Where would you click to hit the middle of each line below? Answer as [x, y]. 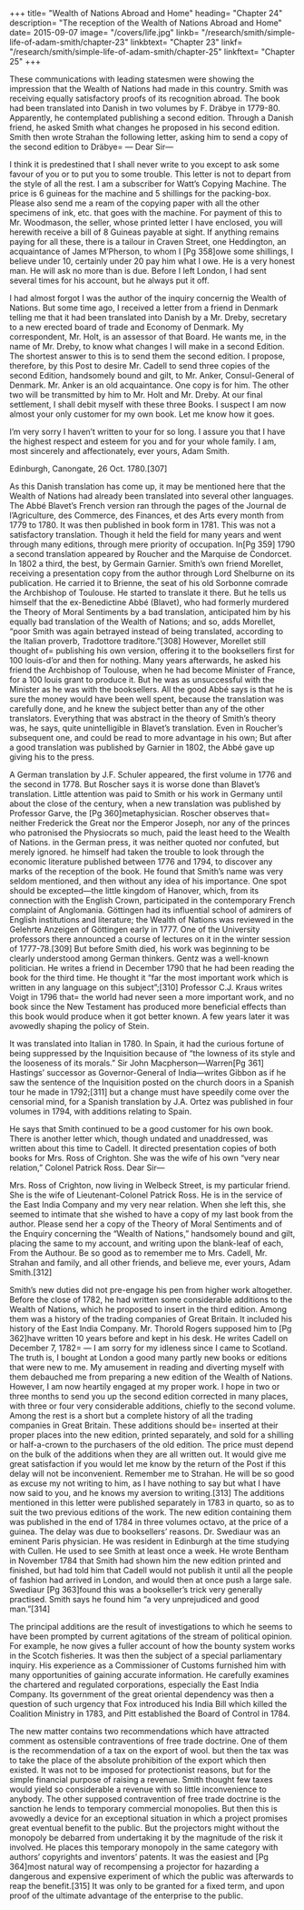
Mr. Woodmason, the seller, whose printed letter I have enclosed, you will [146, 222]
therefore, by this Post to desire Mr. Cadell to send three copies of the [140, 366]
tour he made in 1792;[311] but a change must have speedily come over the [149, 1092]
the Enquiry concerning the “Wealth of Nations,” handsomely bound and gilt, [152, 1233]
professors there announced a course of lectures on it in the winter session [150, 939]
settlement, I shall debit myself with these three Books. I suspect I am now [148, 404]
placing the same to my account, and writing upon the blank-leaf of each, [147, 1243]
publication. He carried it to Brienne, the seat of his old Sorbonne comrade [149, 583]
